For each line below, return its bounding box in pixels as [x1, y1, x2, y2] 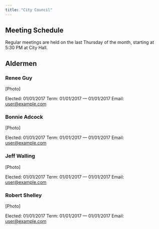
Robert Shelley [5, 192, 42, 199]
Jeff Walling [5, 152, 35, 160]
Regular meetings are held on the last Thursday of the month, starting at [5, 39, 154, 45]
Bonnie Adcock [5, 114, 44, 121]
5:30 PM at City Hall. [5, 45, 48, 51]
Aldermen [5, 59, 37, 68]
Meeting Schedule [5, 26, 64, 35]
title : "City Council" [5, 7, 53, 13]
